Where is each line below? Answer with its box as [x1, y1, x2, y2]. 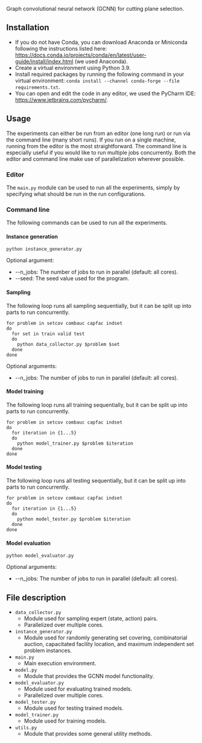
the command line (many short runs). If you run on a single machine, [6, 136, 176, 143]
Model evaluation [6, 539, 51, 547]
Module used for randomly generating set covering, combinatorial [24, 634, 188, 641]
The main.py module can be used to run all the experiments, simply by [6, 184, 180, 191]
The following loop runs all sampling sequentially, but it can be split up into [6, 302, 192, 309]
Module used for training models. [24, 717, 107, 725]
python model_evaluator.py [6, 553, 74, 559]
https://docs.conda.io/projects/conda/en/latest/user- [14, 51, 147, 58]
